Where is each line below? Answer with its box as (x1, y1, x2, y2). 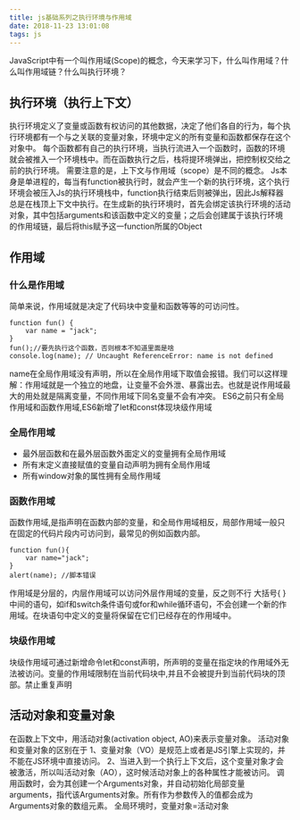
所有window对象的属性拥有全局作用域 (21, 471, 162, 481)
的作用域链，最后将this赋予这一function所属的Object (9, 221, 203, 232)
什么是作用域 (9, 279, 65, 291)
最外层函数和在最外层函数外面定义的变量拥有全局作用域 (21, 448, 226, 459)
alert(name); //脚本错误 (9, 571, 96, 581)
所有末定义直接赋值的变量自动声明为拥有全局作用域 (21, 459, 211, 470)
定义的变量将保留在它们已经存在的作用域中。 (71, 610, 237, 621)
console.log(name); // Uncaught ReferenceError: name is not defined (9, 351, 274, 360)
